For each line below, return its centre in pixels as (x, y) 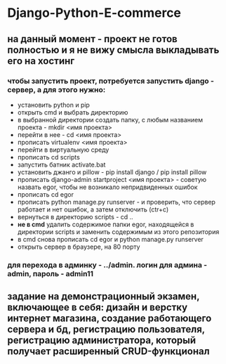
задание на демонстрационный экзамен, (104, 297)
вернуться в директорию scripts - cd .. (75, 216)
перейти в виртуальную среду (63, 150)
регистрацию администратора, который (102, 340)
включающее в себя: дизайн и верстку (98, 307)
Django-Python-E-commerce (94, 13)
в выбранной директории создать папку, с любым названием (110, 119)
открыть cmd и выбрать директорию (73, 112)
